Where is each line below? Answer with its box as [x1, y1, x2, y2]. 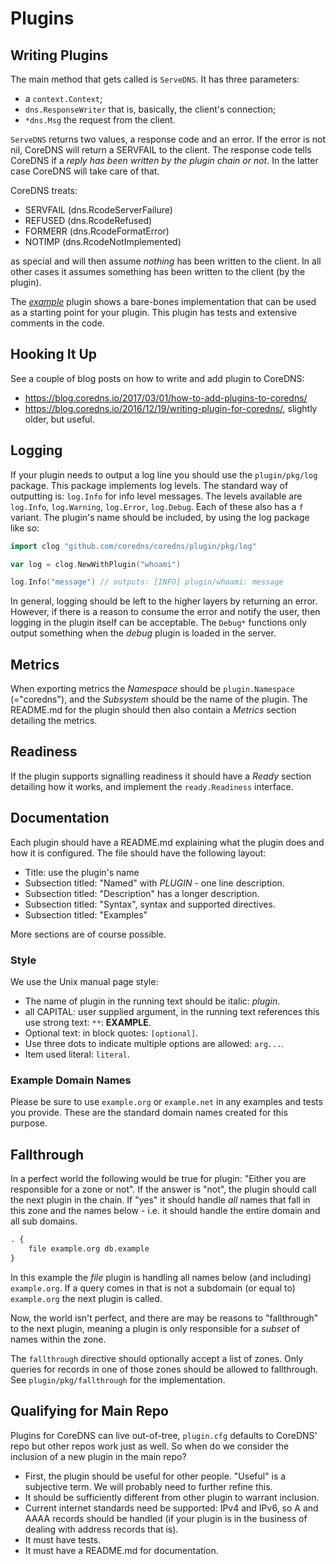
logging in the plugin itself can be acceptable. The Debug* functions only [10, 617, 308, 629]
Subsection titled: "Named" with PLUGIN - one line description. [24, 877, 285, 889]
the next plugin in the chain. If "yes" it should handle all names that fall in [10, 1194, 311, 1206]
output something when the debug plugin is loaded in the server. [10, 627, 277, 639]
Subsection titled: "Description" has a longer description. [24, 887, 260, 899]
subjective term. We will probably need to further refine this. [24, 1480, 273, 1492]
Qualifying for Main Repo [10, 1403, 169, 1420]
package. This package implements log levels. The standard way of [10, 479, 289, 491]
